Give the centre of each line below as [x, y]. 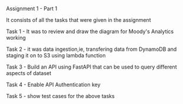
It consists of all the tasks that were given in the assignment [79, 20]
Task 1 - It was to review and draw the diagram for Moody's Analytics [90, 31]
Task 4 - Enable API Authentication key [54, 84]
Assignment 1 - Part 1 [32, 9]
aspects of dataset [29, 73]
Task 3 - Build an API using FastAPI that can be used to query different [91, 67]
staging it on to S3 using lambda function [56, 55]
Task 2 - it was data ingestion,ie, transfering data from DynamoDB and [91, 49]
